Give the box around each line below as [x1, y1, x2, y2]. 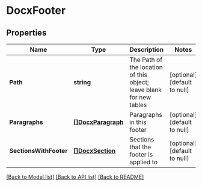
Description [129, 46, 164, 54]
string [73, 78, 91, 86]
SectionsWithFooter [9, 147, 68, 155]
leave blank [129, 85, 162, 94]
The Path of [129, 55, 163, 64]
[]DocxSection [73, 147, 116, 155]
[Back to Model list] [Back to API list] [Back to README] [6, 173, 144, 181]
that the [129, 143, 151, 151]
